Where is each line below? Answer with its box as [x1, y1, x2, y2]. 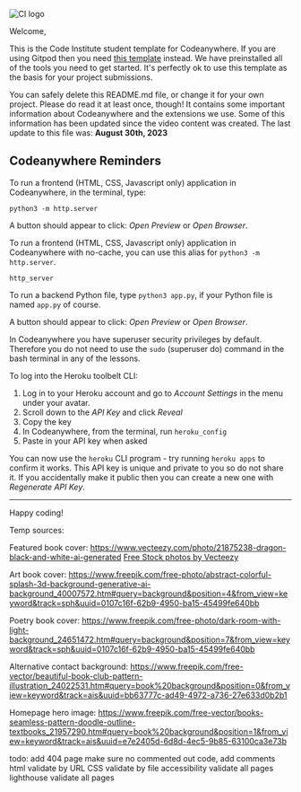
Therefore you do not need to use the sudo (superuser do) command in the [9, 343, 285, 354]
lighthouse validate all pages [9, 772, 115, 783]
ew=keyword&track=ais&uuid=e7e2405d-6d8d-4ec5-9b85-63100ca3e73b [9, 735, 288, 746]
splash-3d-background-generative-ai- [9, 578, 151, 589]
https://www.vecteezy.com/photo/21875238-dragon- [90, 541, 287, 552]
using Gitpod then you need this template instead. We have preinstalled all [9, 53, 283, 63]
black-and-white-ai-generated [9, 551, 122, 562]
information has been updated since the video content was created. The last [9, 118, 291, 128]
